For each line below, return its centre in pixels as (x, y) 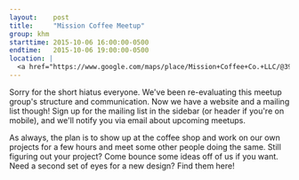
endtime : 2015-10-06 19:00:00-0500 (79, 51)
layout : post (39, 17)
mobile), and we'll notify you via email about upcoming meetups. (128, 120)
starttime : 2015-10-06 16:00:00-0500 (79, 42)
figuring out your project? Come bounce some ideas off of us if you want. (144, 156)
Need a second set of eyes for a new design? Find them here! (122, 166)
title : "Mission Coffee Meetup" (77, 26)
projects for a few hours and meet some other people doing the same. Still (145, 146)
